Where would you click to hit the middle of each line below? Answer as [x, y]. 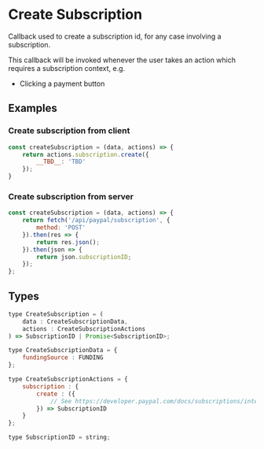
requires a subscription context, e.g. [67, 68]
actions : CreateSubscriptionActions [84, 328]
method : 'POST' [61, 228]
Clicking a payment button [62, 83]
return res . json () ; [68, 242]
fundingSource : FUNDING [63, 358]
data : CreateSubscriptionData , [75, 321]
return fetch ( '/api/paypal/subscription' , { [96, 221]
